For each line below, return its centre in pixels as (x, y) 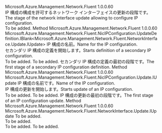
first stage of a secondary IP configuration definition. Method (66, 67)
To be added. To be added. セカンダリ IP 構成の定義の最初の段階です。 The (80, 61)
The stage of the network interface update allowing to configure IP (72, 18)
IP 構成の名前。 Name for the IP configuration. (92, 44)
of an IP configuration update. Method (43, 101)
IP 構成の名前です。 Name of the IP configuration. (66, 83)
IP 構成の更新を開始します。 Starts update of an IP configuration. (69, 89)
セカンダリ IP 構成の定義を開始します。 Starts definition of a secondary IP (78, 50)
